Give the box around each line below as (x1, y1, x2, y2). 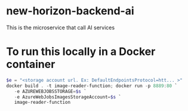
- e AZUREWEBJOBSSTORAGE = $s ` (14, 88, 87, 94)
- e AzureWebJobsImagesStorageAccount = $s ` (14, 94, 121, 100)
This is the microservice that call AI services (6, 24, 115, 31)
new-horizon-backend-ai (6, 4, 134, 18)
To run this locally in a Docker (6, 45, 156, 58)
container (6, 58, 56, 71)
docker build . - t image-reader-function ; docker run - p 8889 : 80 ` (6, 82, 178, 89)
